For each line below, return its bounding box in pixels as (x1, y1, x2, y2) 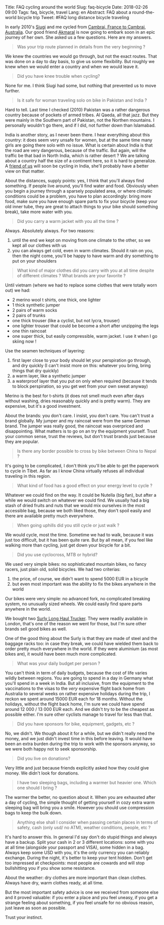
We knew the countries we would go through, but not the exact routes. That (5, 53, 157, 59)
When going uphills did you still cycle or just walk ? (17, 523, 120, 528)
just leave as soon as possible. (5, 905, 67, 911)
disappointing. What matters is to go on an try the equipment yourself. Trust (5, 428, 158, 434)
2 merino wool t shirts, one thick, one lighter (12, 297, 101, 303)
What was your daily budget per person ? (17, 661, 101, 666)
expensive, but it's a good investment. (5, 403, 82, 409)
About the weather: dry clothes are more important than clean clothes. (5, 875, 147, 881)
